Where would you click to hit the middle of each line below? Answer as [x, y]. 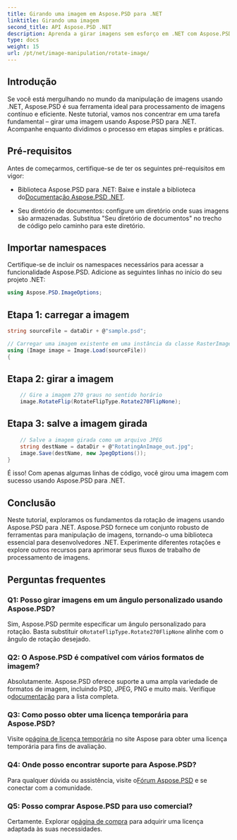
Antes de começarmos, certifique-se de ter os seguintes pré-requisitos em [116, 168]
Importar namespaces [57, 248]
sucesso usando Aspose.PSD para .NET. [66, 480]
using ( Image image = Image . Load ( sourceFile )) [77, 350]
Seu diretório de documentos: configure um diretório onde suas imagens [123, 211]
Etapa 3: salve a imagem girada [78, 424]
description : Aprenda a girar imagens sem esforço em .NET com [102, 34]
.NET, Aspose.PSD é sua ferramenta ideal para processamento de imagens [116, 106]
